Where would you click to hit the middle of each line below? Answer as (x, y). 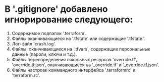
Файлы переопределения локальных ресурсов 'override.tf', (74, 59)
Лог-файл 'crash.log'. (34, 43)
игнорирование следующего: (69, 20)
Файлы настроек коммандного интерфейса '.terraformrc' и (74, 70)
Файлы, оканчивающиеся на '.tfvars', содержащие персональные (81, 49)
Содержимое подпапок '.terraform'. (49, 33)
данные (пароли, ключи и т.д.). (44, 54)
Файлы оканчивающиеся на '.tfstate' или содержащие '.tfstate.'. (79, 39)
